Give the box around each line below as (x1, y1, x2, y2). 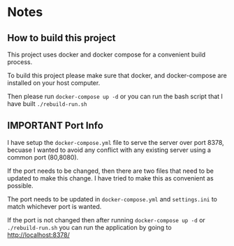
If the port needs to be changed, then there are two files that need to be (7, 167, 214, 175)
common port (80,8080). (7, 153, 79, 161)
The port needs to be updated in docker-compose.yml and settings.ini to (7, 194, 218, 203)
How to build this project (7, 32, 116, 44)
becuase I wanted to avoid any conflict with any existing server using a (7, 146, 212, 154)
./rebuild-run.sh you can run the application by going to (7, 223, 173, 231)
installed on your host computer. (7, 79, 101, 87)
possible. (7, 181, 34, 190)
